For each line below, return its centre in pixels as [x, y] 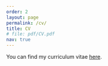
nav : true [19, 40]
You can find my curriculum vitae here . [54, 57]
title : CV [19, 28]
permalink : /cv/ [26, 23]
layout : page [22, 17]
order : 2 [17, 12]
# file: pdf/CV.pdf [31, 34]
